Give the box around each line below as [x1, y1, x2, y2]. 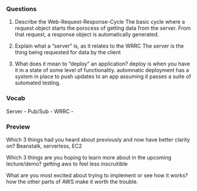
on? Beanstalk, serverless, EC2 [6, 142, 82, 149]
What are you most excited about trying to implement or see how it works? [6, 171, 188, 179]
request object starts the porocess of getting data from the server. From [14, 24, 191, 32]
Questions [6, 5, 37, 13]
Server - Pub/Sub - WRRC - [6, 108, 74, 115]
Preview [6, 123, 30, 131]
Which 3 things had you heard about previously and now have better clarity [6, 136, 190, 143]
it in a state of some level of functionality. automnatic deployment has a [14, 67, 189, 74]
